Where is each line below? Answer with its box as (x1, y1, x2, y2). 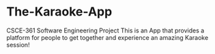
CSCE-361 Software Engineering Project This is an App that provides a (6, 26, 205, 34)
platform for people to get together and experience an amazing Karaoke (6, 33, 209, 41)
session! (6, 40, 30, 49)
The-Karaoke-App (6, 4, 113, 20)
